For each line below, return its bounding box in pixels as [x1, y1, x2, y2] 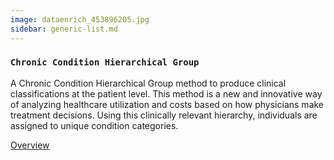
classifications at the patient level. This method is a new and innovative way [10, 87, 323, 100]
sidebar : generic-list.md [10, 24, 118, 34]
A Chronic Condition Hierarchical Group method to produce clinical [10, 77, 287, 89]
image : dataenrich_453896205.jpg [10, 14, 150, 25]
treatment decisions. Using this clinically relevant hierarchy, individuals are [10, 109, 318, 121]
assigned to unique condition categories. [10, 119, 179, 131]
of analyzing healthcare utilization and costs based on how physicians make [10, 98, 325, 110]
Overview [10, 139, 50, 151]
